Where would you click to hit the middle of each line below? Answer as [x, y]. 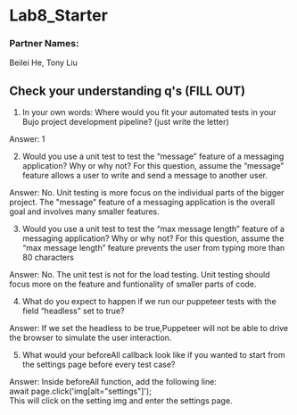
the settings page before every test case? [99, 365]
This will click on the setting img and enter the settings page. [121, 401]
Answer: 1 [27, 139]
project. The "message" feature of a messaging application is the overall [142, 203]
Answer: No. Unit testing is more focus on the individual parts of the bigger [147, 193]
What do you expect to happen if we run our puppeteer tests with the [149, 302]
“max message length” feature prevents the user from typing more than [153, 248]
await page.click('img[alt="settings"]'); [80, 391]
